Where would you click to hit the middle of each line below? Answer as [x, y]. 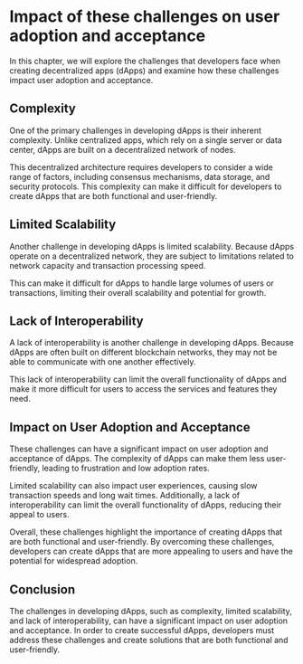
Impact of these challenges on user [145, 17]
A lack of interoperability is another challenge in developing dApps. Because [151, 343]
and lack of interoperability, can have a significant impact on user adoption [148, 621]
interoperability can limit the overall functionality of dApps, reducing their [146, 505]
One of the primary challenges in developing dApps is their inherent [136, 130]
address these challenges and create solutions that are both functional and [149, 640]
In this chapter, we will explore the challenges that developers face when [145, 61]
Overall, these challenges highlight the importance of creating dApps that [146, 532]
